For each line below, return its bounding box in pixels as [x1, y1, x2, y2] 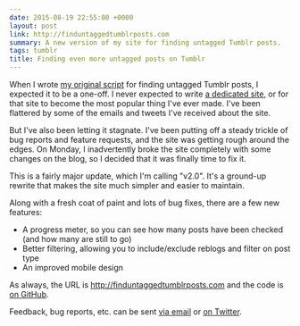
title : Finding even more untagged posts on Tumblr [9, 54, 205, 63]
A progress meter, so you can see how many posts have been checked [21, 224, 284, 235]
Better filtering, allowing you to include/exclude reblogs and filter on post [21, 243, 291, 254]
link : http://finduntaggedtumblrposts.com [9, 29, 170, 38]
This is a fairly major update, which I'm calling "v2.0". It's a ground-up [9, 171, 267, 181]
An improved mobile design [21, 263, 123, 272]
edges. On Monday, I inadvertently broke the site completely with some [9, 144, 271, 155]
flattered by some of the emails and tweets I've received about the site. [9, 108, 271, 118]
